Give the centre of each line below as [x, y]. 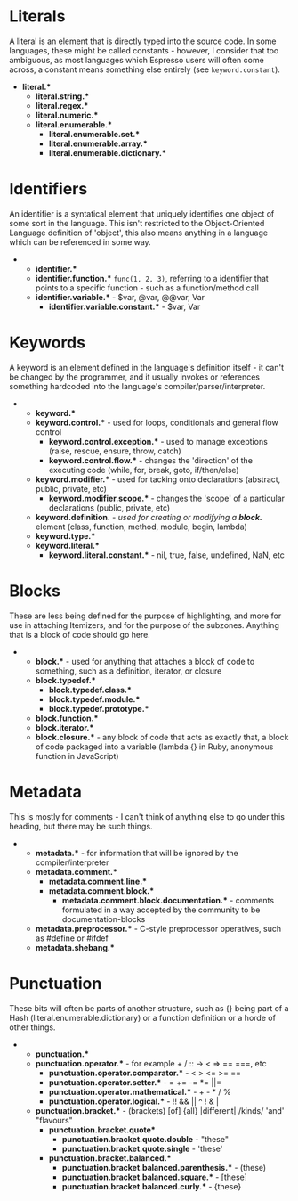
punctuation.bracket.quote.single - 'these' [142, 1148]
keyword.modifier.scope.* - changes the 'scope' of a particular [167, 498]
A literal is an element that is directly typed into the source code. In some [143, 41]
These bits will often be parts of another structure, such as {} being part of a [149, 1008]
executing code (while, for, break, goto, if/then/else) [144, 470]
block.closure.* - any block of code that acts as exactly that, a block [162, 737]
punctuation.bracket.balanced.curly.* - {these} [152, 1186]
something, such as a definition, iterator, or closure [129, 671]
